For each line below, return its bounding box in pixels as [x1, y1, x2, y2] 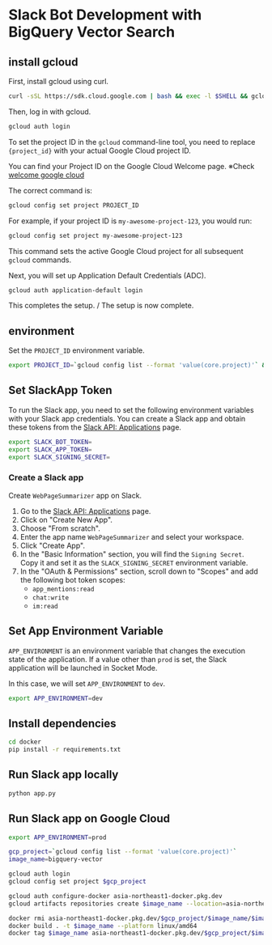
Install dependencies [8, 716, 117, 730]
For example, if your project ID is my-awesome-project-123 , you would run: [8, 216, 253, 226]
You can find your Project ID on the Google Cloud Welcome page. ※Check [8, 161, 255, 171]
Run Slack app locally [8, 768, 119, 782]
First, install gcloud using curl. [8, 77, 109, 86]
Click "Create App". [19, 540, 85, 550]
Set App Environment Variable [8, 625, 164, 638]
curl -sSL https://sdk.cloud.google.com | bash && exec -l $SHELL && [8, 92, 249, 100]
